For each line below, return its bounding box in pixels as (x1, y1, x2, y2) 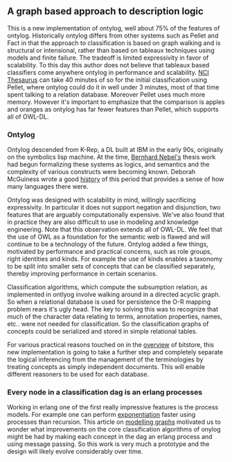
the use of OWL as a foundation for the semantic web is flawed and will (7, 232, 211, 241)
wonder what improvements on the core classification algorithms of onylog (7, 425, 221, 434)
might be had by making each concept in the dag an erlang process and (7, 433, 213, 441)
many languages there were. (7, 182, 89, 191)
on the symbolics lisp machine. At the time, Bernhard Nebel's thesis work (7, 153, 216, 162)
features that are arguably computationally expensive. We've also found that (7, 211, 225, 219)
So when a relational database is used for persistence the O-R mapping (7, 298, 211, 306)
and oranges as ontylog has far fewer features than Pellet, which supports (7, 105, 219, 113)
